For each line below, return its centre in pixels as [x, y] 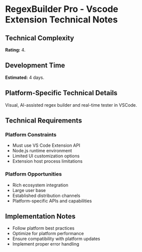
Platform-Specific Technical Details [61, 93]
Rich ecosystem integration [40, 185]
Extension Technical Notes [62, 20]
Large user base [29, 190]
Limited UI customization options [46, 156]
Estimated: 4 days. [25, 77]
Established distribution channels [46, 195]
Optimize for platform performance [48, 234]
